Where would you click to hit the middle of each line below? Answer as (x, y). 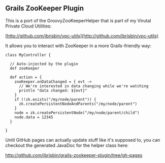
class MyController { (28, 55)
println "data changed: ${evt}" (53, 90)
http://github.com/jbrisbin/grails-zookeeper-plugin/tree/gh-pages (74, 155)
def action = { (26, 77)
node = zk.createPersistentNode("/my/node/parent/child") (77, 113)
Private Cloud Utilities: (28, 26)
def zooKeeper (25, 68)
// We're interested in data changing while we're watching (84, 86)
